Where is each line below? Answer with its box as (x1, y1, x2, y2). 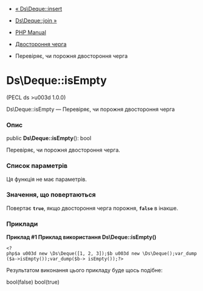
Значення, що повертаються (6, 191, 96, 199)
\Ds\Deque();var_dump (142, 251, 198, 257)
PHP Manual (15, 29, 47, 36)
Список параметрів (6, 161, 68, 170)
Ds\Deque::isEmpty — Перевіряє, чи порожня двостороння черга (6, 105, 175, 113)
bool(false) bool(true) (6, 278, 60, 286)
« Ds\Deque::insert (15, 5, 63, 12)
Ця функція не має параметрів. (6, 175, 87, 183)
